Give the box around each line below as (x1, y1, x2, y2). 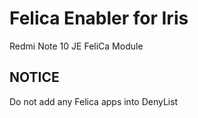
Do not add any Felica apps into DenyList (9, 95, 179, 107)
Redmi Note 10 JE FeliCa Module (9, 40, 144, 52)
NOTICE (9, 69, 60, 86)
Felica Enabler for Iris (9, 7, 189, 30)
